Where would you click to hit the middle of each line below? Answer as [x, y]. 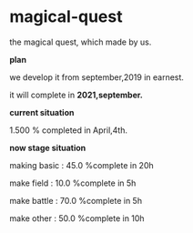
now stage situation [48, 147]
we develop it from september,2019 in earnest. [97, 77]
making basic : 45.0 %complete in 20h [81, 165]
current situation [42, 112]
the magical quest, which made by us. [81, 42]
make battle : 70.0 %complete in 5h [76, 200]
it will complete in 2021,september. [76, 95]
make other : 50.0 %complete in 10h [77, 218]
